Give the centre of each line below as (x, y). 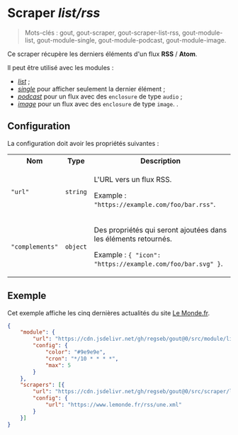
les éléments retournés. (133, 239)
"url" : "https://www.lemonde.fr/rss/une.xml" (113, 405)
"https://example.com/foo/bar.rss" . (155, 204)
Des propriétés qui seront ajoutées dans (160, 230)
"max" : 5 (58, 365)
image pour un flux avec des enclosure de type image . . (98, 103)
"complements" (35, 247)
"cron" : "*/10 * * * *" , (82, 358)
